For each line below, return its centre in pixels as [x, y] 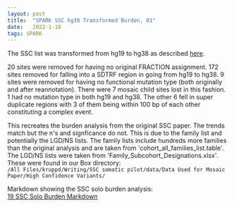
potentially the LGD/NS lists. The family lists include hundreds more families [117, 141]
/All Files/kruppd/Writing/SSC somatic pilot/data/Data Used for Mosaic [116, 170]
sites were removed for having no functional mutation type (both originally [115, 82]
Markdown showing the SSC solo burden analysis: [80, 189]
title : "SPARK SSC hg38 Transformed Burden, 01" [82, 20]
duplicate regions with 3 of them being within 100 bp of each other [104, 105]
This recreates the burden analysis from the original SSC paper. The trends [116, 126]
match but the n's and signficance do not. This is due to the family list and [115, 133]
